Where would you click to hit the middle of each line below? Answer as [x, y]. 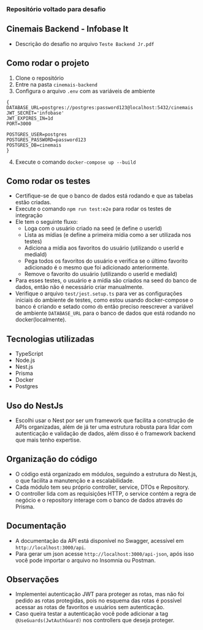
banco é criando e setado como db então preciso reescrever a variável [104, 307]
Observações [33, 579]
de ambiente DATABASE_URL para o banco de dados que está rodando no [105, 313]
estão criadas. [33, 202]
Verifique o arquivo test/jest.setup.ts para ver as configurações [99, 294]
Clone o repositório [40, 78]
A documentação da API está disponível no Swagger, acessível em [99, 540]
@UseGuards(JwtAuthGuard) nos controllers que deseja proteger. [95, 620]
